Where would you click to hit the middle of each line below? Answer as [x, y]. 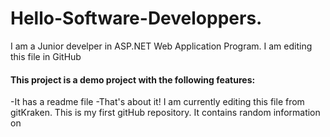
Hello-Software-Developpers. [136, 18]
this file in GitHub [46, 56]
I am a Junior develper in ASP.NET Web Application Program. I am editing [161, 46]
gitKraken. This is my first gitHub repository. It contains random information [165, 113]
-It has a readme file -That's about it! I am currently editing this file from [157, 102]
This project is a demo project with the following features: [133, 79]
